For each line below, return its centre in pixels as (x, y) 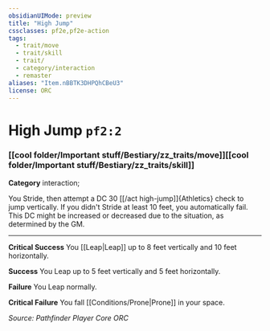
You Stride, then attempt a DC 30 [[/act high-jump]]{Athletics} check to (126, 198)
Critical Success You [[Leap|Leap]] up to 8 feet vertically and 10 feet (123, 247)
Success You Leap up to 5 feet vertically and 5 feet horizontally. (115, 271)
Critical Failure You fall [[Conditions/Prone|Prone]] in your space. (117, 302)
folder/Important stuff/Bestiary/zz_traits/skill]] (102, 165)
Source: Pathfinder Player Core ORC (69, 317)
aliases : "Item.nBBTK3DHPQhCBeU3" (66, 83)
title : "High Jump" (41, 23)
